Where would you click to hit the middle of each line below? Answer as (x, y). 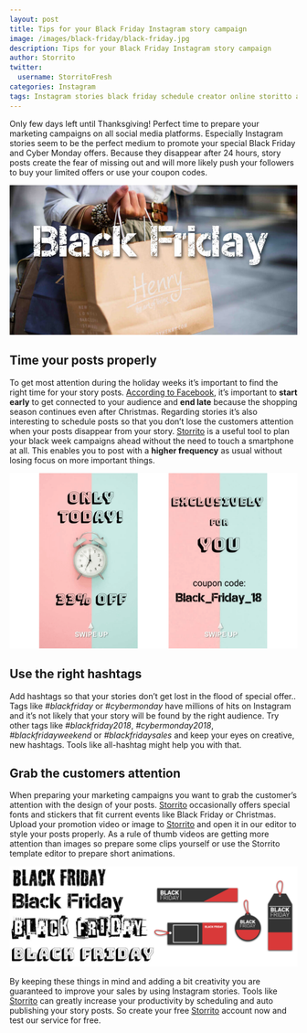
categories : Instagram (53, 87)
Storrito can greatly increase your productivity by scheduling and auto (142, 1001)
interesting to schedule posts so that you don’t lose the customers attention (152, 421)
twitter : (26, 68)
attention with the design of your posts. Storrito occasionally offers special (150, 805)
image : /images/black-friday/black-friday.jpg (100, 38)
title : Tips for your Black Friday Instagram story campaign (128, 29)
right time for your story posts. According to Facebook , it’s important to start (153, 392)
